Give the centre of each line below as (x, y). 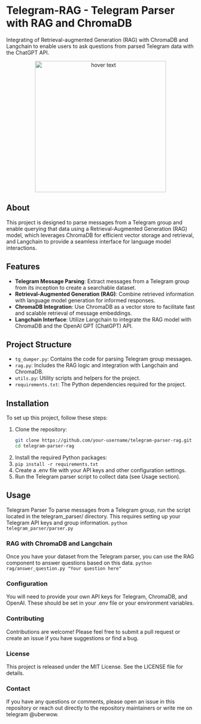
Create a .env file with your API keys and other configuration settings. (100, 470)
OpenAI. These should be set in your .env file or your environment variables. (100, 603)
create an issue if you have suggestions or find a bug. (72, 638)
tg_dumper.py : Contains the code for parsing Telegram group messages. (103, 359)
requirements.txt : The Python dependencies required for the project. (100, 384)
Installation (28, 403)
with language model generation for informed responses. (85, 300)
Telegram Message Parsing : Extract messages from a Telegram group (102, 281)
